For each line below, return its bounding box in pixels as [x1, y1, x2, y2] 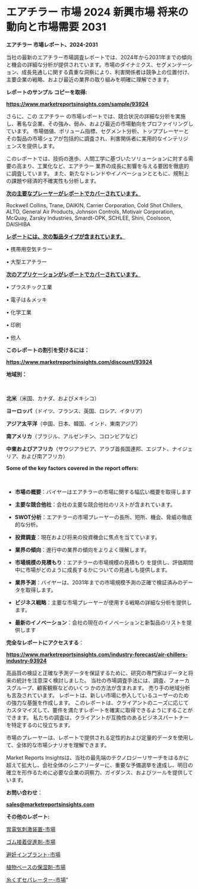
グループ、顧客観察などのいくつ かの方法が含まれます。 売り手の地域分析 [11, 684, 191, 691]
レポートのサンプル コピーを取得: [6, 88, 87, 96]
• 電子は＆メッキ [6, 296, 48, 303]
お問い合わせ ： [6, 789, 43, 796]
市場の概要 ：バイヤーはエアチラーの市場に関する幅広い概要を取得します [14, 488, 192, 495]
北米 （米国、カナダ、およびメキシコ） [6, 394, 100, 401]
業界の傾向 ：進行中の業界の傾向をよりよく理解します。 [14, 546, 150, 553]
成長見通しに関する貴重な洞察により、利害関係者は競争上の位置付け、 [21, 68, 193, 75]
